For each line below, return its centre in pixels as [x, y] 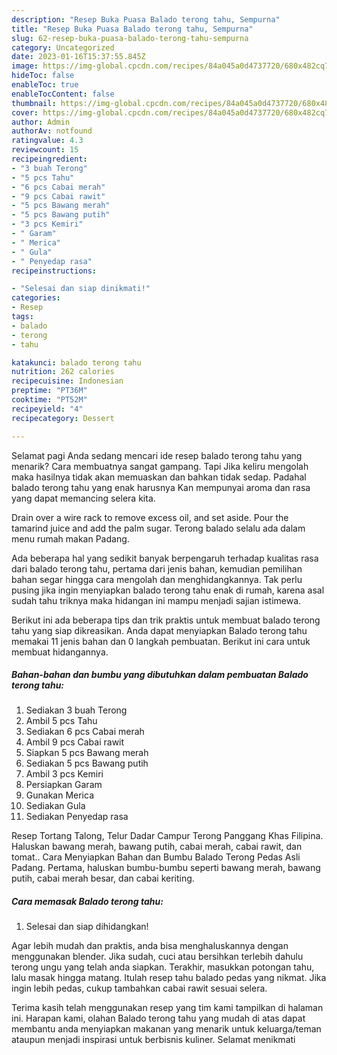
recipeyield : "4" [47, 409]
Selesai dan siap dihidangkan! [87, 927]
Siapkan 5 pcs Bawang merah [87, 753]
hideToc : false [43, 76]
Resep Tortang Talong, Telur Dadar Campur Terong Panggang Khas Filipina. [167, 836]
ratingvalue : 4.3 [47, 141]
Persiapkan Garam [64, 785]
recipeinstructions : [54, 271]
